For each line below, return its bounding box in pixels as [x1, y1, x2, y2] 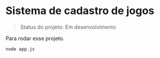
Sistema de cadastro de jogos [5, 4, 155, 18]
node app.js [5, 46, 35, 52]
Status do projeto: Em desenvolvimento [20, 23, 116, 30]
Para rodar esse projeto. [5, 35, 65, 42]
